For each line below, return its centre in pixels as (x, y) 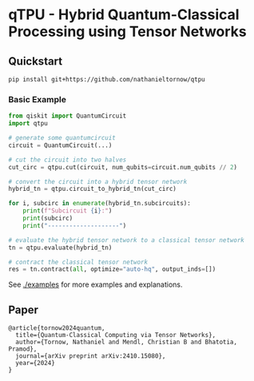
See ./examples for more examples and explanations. (95, 284)
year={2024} (36, 363)
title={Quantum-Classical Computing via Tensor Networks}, (116, 335)
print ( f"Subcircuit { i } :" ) (67, 211)
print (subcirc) (48, 218)
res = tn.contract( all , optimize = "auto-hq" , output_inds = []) (112, 269)
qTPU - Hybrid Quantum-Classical (124, 15)
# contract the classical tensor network (78, 262)
